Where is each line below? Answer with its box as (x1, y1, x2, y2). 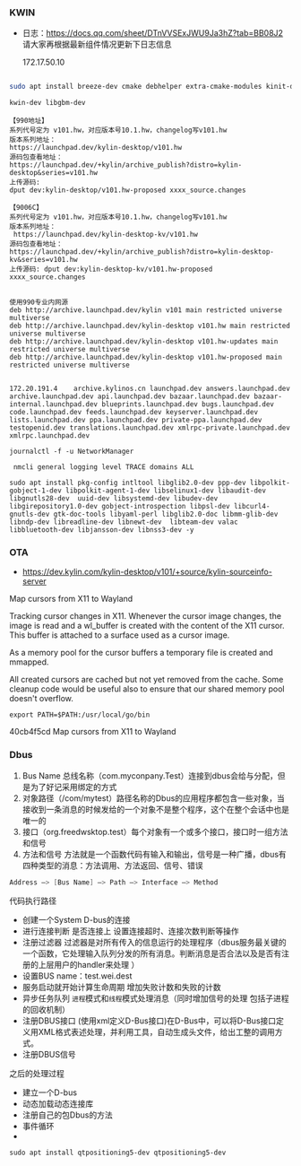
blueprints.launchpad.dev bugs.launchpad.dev (101, 400, 275, 409)
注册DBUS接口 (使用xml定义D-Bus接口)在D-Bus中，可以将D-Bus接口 (21, 1015, 277, 1026)
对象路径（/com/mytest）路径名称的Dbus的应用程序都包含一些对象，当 (21, 792, 285, 804)
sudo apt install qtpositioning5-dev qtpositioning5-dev (9, 1148, 227, 1157)
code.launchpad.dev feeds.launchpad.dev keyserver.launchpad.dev (9, 408, 258, 417)
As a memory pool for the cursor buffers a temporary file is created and (9, 648, 273, 658)
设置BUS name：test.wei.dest (21, 970, 133, 981)
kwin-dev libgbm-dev (9, 99, 87, 108)
